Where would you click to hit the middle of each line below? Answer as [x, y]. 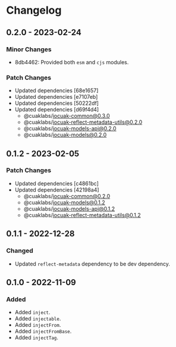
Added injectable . [38, 318]
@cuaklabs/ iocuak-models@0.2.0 [65, 135]
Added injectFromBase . [43, 332]
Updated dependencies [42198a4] [57, 190]
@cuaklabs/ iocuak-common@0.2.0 [67, 196]
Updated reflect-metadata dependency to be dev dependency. [92, 264]
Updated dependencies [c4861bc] [57, 183]
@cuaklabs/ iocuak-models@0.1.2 [64, 202]
